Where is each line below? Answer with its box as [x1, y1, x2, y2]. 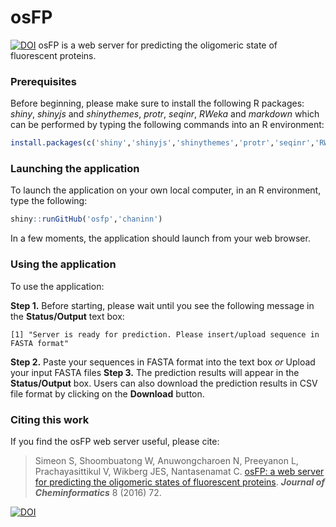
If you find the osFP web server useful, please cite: [10, 435, 220, 447]
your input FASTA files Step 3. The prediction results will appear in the [10, 366, 300, 378]
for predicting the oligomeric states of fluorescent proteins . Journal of [34, 476, 326, 488]
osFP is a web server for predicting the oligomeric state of [38, 39, 278, 51]
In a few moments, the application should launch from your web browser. [10, 232, 311, 245]
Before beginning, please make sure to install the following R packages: [10, 97, 305, 110]
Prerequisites [10, 74, 77, 88]
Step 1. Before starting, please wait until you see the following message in [10, 299, 315, 311]
